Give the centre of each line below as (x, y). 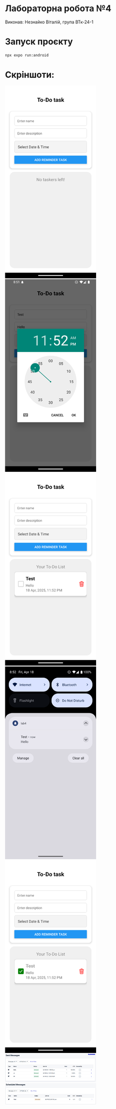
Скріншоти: (30, 75)
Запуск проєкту (39, 42)
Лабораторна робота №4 (58, 9)
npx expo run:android (27, 55)
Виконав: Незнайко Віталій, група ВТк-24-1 (49, 22)
